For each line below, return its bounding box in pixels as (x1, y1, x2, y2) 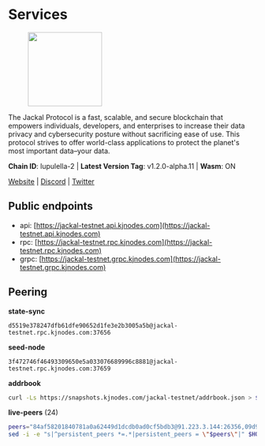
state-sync (8, 306, 46, 316)
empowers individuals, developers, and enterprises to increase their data (8, 121, 245, 130)
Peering (8, 286, 48, 299)
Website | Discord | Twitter (8, 176, 95, 186)
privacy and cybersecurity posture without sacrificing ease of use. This (8, 129, 241, 139)
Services (8, 6, 69, 24)
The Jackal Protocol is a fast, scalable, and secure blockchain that (8, 112, 223, 122)
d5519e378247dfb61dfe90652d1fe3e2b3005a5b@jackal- (8, 321, 178, 329)
